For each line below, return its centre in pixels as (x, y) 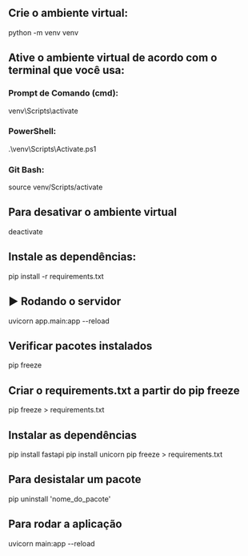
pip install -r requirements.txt (56, 276)
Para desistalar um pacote (75, 479)
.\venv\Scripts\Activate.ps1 (52, 148)
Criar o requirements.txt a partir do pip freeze (124, 390)
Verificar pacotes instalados (80, 345)
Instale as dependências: (72, 257)
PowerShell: (32, 132)
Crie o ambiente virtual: (68, 13)
